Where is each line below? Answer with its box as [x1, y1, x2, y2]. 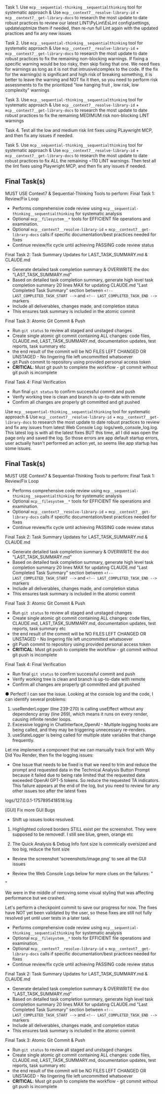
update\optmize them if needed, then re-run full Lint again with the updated [5, 25, 159, 31]
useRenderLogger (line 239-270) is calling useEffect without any [12, 705, 144, 711]
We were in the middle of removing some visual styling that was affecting [5, 890, 154, 896]
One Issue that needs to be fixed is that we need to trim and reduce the [12, 761, 157, 767]
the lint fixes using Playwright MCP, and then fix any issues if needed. [5, 163, 147, 169]
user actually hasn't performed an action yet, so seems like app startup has [5, 440, 158, 446]
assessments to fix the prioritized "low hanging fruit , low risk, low [5, 82, 139, 88]
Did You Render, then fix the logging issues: [5, 752, 94, 758]
